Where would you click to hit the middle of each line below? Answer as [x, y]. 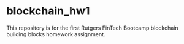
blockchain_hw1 [48, 11]
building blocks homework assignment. [56, 34]
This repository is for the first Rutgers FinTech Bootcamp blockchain [92, 28]
